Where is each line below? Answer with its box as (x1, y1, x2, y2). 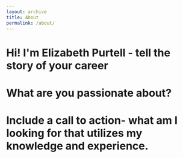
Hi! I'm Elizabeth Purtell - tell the (6, 46, 170, 59)
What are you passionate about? (6, 86, 172, 100)
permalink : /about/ (6, 20, 55, 26)
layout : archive (6, 8, 47, 15)
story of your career (6, 58, 108, 72)
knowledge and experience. (6, 139, 149, 153)
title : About (6, 14, 39, 20)
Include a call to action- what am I (6, 114, 178, 127)
